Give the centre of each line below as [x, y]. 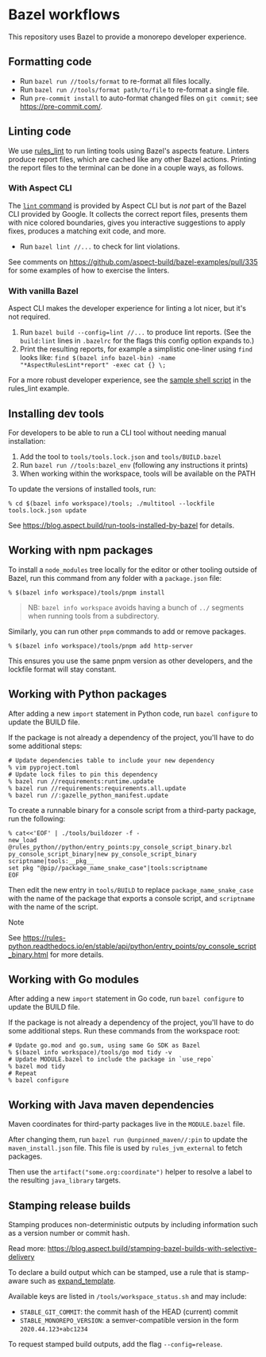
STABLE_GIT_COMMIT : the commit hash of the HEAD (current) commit [129, 1312]
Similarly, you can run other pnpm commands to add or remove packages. [127, 631]
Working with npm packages [81, 550]
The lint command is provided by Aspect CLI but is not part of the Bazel [127, 206]
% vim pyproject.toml [44, 767]
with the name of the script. [53, 907]
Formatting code [50, 62]
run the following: [37, 818]
